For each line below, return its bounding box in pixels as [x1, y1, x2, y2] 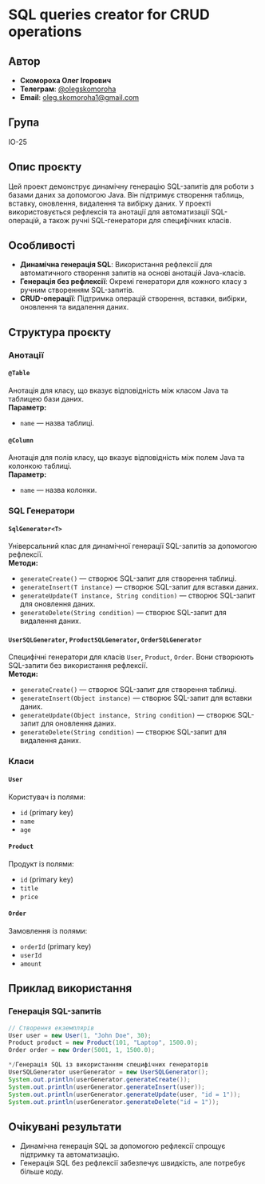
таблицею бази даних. [8, 394, 85, 403]
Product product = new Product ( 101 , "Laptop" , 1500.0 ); [8, 1038, 198, 1047]
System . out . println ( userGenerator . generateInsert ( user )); [8, 1082, 205, 1091]
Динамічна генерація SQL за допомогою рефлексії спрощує [19, 1142, 226, 1151]
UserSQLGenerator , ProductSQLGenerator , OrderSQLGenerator [8, 634, 202, 644]
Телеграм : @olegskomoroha [19, 84, 117, 94]
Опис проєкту [8, 160, 82, 174]
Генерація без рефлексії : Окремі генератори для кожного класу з [19, 277, 247, 286]
